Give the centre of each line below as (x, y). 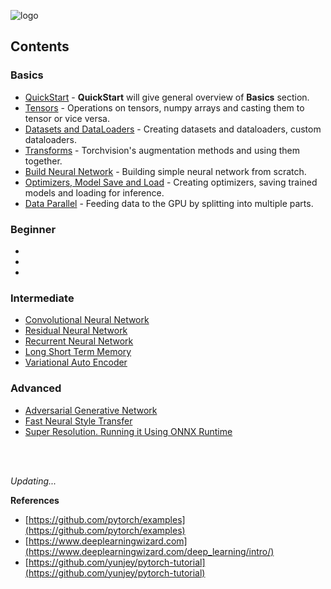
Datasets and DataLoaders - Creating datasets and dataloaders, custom (173, 129)
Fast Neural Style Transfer (78, 421)
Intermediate (42, 298)
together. (43, 161)
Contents (40, 46)
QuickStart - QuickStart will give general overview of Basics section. (167, 97)
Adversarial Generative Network (91, 410)
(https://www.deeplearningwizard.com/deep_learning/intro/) (149, 551)
